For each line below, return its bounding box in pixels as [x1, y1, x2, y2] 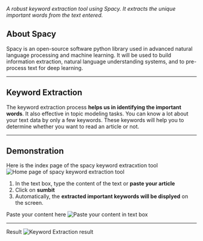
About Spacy [6, 29, 56, 39]
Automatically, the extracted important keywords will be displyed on [14, 193, 188, 200]
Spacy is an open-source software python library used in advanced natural [6, 45, 193, 52]
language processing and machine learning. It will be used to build [6, 51, 172, 59]
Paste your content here [6, 211, 66, 218]
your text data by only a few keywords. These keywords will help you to [6, 116, 184, 123]
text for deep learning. [27, 64, 83, 71]
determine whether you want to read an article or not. [6, 123, 140, 130]
